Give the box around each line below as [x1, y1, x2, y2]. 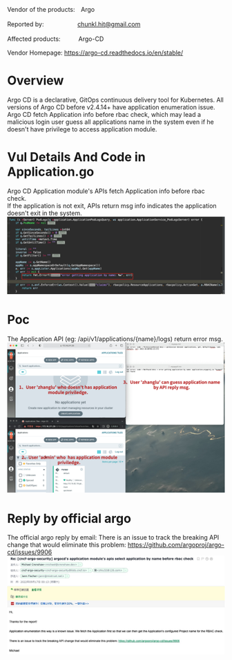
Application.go [7, 164, 95, 180]
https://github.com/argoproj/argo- [127, 541, 224, 549]
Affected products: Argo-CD [7, 35, 104, 43]
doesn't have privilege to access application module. [7, 125, 157, 133]
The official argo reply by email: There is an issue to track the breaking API [7, 533, 220, 542]
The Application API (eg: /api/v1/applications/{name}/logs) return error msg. [7, 334, 223, 343]
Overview [7, 73, 64, 89]
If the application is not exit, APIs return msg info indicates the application [7, 201, 217, 210]
